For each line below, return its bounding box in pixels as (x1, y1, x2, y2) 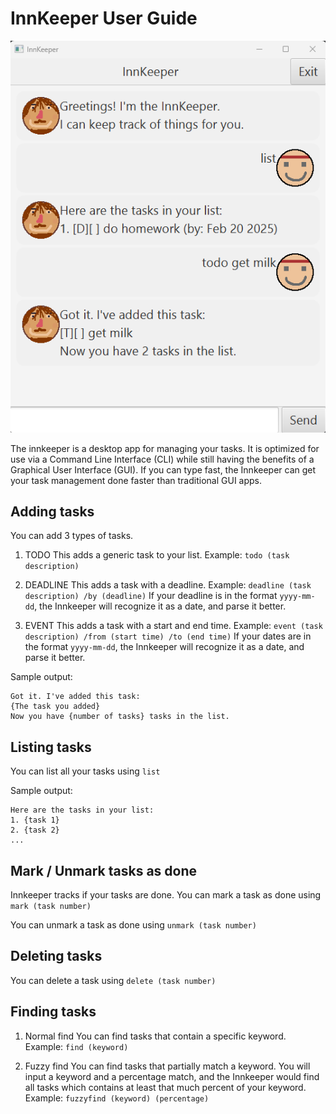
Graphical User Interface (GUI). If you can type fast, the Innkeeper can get (10, 463, 317, 476)
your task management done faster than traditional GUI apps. (10, 474, 263, 486)
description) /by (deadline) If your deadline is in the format (24, 590, 278, 602)
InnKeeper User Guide (10, 7, 198, 30)
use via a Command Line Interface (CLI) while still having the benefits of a (10, 453, 315, 465)
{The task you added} (10, 702, 101, 712)
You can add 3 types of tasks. (10, 530, 134, 542)
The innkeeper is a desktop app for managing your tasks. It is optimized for (10, 442, 320, 454)
